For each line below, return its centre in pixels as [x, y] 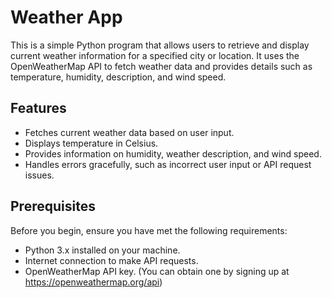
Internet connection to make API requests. [111, 260]
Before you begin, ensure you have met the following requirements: [149, 230]
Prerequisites [53, 206]
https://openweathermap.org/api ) [93, 282]
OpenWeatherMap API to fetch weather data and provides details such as [161, 66]
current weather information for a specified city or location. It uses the [155, 55]
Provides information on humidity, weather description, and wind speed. [173, 153]
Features [38, 108]
